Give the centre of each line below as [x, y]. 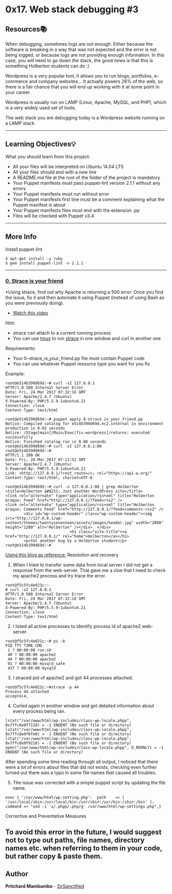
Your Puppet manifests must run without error [61, 194]
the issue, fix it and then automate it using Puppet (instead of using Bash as [85, 297]
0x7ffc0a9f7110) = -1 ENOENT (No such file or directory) [68, 725]
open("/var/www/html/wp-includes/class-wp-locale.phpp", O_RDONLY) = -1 [84, 747]
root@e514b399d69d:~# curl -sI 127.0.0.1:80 [53, 446]
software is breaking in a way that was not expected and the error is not [81, 49]
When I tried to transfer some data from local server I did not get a [82, 565]
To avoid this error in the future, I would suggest [83, 832]
